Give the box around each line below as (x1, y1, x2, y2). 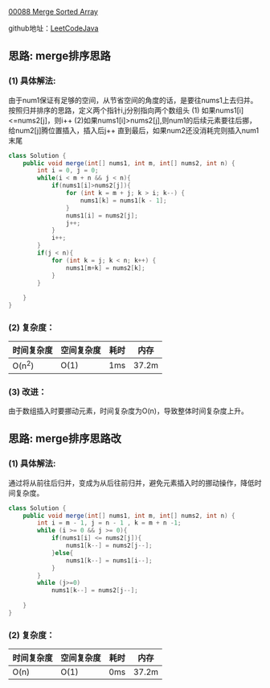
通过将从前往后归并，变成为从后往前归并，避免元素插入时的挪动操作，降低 (8, 478, 255, 487)
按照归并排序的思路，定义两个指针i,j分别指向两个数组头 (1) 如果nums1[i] (8, 105, 244, 115)
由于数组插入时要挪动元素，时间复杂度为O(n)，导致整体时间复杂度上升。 (8, 406, 249, 416)
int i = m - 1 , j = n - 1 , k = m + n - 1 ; (37, 519, 182, 527)
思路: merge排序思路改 (8, 432, 122, 446)
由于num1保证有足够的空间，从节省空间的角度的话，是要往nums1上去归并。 (8, 95, 258, 105)
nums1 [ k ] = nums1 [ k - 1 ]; (80, 197, 167, 205)
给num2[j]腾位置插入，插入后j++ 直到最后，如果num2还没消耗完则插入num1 (8, 125, 260, 135)
